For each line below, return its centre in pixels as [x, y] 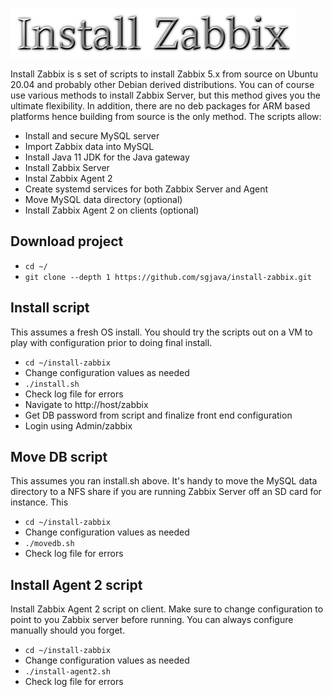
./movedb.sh [49, 544]
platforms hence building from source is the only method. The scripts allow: [166, 116]
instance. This [39, 502]
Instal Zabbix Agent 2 [68, 178]
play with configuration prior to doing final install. [111, 342]
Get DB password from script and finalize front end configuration [158, 415]
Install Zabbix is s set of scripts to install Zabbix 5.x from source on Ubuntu [164, 74]
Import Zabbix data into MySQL [89, 146]
